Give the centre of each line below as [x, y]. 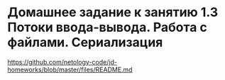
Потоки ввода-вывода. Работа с [108, 27]
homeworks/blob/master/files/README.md [70, 69]
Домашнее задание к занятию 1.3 [113, 12]
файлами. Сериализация [85, 42]
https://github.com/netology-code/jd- [62, 62]
